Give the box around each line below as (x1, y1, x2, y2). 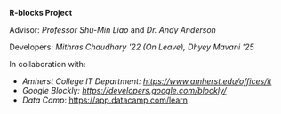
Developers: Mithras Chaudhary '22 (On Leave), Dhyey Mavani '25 (9, 42, 255, 52)
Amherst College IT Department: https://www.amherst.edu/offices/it (21, 76, 272, 87)
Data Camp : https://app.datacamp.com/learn (21, 95, 189, 105)
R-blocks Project (9, 8, 73, 18)
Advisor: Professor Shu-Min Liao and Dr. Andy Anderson (9, 25, 216, 34)
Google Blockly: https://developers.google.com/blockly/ (21, 86, 227, 95)
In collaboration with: (9, 59, 86, 69)
